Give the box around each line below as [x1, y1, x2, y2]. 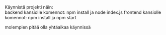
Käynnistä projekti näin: [5, 4, 53, 10]
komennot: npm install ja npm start [5, 15, 76, 20]
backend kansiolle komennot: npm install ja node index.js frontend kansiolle [5, 9, 161, 15]
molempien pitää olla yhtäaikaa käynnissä [5, 24, 91, 30]
